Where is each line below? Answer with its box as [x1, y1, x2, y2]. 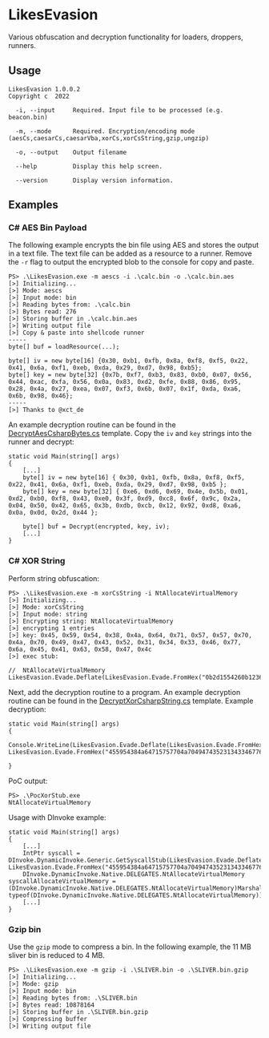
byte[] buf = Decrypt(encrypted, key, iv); [22, 523, 171, 531]
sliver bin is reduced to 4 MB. [8, 951, 106, 960]
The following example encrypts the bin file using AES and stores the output [8, 240, 259, 250]
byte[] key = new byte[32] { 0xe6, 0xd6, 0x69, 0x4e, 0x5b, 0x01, [22, 487, 249, 496]
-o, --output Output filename [15, 148, 127, 156]
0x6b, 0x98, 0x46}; [8, 392, 74, 400]
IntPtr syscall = [22, 849, 81, 857]
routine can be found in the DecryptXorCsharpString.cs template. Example [8, 696, 254, 705]
